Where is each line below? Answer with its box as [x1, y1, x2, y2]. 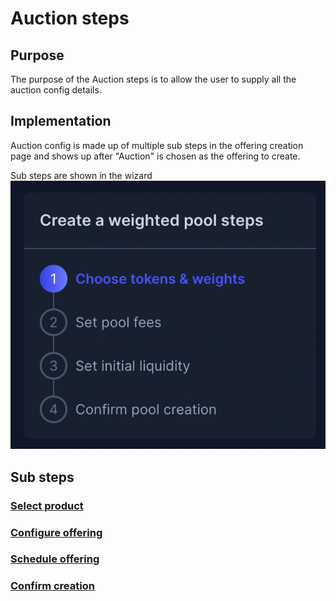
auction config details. [10, 84, 102, 96]
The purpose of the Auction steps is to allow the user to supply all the [10, 73, 297, 85]
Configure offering [10, 525, 103, 539]
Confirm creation [10, 579, 95, 593]
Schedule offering [10, 552, 100, 566]
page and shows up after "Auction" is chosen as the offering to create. [10, 150, 301, 162]
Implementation [10, 113, 112, 130]
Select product [10, 498, 84, 512]
